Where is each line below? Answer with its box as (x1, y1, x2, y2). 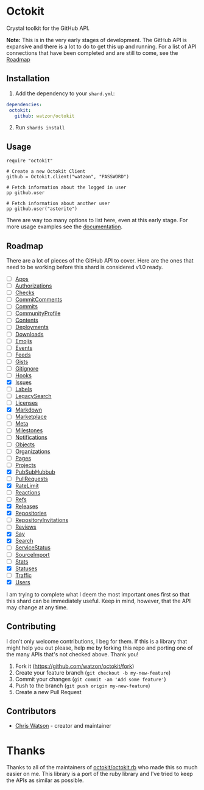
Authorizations (15, 282, 52, 289)
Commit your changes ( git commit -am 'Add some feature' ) (15, 675, 166, 683)
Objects (15, 441, 35, 448)
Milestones (15, 427, 43, 434)
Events (15, 344, 33, 352)
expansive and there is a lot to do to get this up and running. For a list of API (6, 43, 197, 50)
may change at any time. (6, 603, 68, 611)
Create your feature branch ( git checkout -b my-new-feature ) (15, 669, 171, 676)
